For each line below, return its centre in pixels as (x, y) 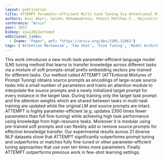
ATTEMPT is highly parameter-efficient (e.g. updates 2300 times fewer (76, 111)
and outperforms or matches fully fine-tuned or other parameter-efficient (78, 142)
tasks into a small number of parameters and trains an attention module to (79, 85)
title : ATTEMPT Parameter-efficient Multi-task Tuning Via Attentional (79, 14)
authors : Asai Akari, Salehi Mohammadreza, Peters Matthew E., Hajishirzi (82, 18)
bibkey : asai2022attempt (30, 32)
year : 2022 (16, 28)
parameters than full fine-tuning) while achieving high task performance (77, 116)
